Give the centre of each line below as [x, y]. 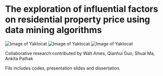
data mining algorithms [53, 30]
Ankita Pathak [19, 58]
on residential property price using [78, 19]
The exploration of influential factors [82, 9]
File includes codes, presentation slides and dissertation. [63, 68]
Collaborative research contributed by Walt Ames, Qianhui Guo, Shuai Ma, [80, 53]
